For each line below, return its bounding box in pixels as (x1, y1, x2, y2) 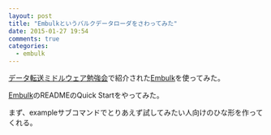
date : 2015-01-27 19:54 (8, 27, 89, 35)
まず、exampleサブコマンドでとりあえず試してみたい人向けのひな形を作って (8, 107, 264, 117)
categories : (8, 42, 49, 50)
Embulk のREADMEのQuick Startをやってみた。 (8, 90, 164, 100)
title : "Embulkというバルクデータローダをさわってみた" (8, 20, 178, 28)
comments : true (8, 34, 60, 43)
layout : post (8, 11, 53, 20)
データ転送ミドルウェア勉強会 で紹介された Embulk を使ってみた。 (8, 73, 225, 82)
